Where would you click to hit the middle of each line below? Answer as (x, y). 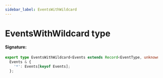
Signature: (16, 47)
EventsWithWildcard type (58, 33)
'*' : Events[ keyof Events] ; (42, 66)
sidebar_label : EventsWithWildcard (41, 9)
